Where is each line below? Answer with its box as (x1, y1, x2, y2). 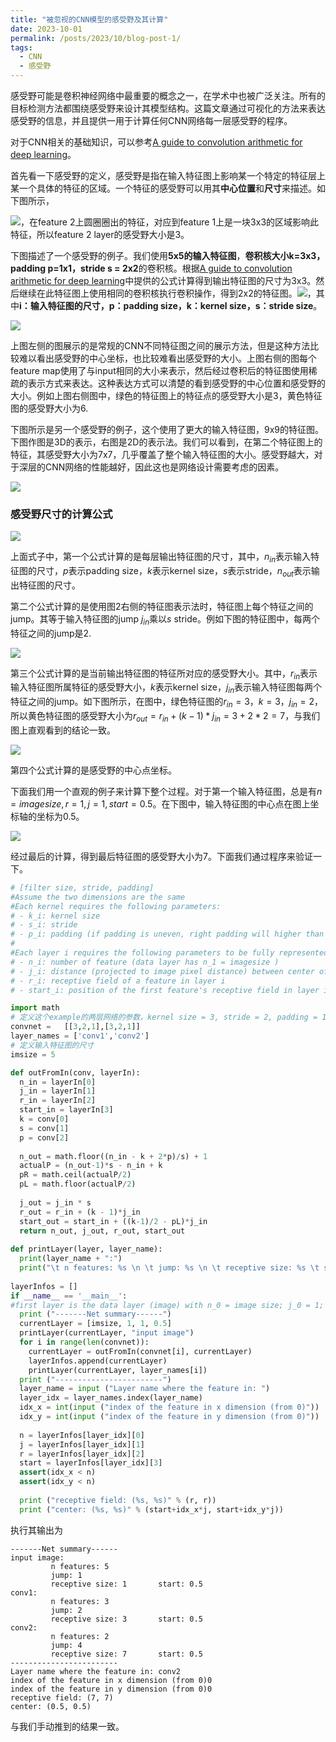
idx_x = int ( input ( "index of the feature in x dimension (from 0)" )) (19, 1402, 320, 1413)
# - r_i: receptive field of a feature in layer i (10, 976, 226, 986)
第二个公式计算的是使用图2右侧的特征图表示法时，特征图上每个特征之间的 (10, 600, 314, 612)
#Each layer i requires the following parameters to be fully (10, 948, 275, 958)
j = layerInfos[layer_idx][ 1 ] (19, 1439, 145, 1450)
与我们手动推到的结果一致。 (10, 1720, 125, 1732)
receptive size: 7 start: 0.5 (50, 1649, 203, 1659)
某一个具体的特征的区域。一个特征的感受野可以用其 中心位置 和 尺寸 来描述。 (10, 182, 317, 194)
